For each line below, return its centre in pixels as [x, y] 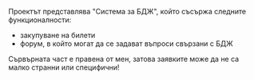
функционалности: [40, 20]
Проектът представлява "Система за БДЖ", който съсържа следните [127, 11]
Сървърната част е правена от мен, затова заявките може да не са [124, 59]
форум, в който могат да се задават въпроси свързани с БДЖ [126, 44]
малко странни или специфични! [64, 67]
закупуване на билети [58, 35]
